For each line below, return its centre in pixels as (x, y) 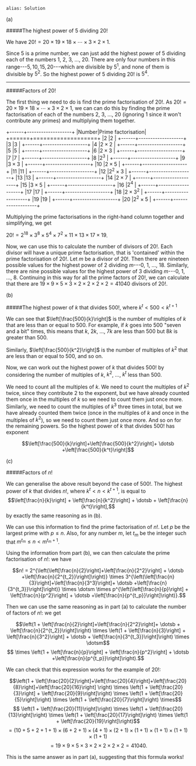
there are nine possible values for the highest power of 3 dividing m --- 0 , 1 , (96, 272)
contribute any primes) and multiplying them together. (71, 121)
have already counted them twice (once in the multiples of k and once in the (97, 413)
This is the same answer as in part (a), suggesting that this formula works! (95, 757)
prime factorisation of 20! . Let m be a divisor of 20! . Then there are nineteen (98, 259)
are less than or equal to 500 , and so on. (55, 356)
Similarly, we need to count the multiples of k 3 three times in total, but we (94, 406)
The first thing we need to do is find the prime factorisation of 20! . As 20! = (96, 102)
